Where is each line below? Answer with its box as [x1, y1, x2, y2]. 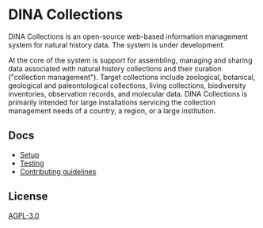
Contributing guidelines [19, 166, 97, 176]
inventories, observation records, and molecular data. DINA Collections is [8, 89, 248, 98]
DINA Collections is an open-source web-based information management [8, 32, 248, 41]
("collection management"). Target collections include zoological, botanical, [8, 72, 256, 82]
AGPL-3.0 [8, 211, 40, 220]
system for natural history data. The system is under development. [8, 40, 226, 49]
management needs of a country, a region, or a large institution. [8, 105, 216, 116]
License [8, 190, 48, 203]
